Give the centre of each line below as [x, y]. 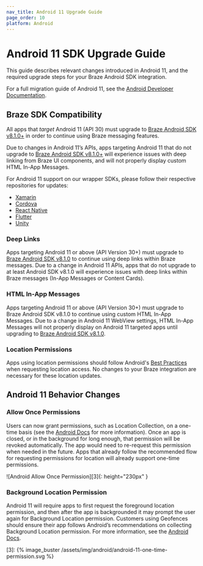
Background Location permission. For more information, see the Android [97, 531]
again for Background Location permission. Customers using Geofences [97, 518]
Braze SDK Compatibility [54, 115]
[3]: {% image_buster [33, 550]
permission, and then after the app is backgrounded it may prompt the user [101, 512]
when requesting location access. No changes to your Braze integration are [102, 369]
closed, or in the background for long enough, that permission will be [93, 438]
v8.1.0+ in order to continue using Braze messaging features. [83, 136]
